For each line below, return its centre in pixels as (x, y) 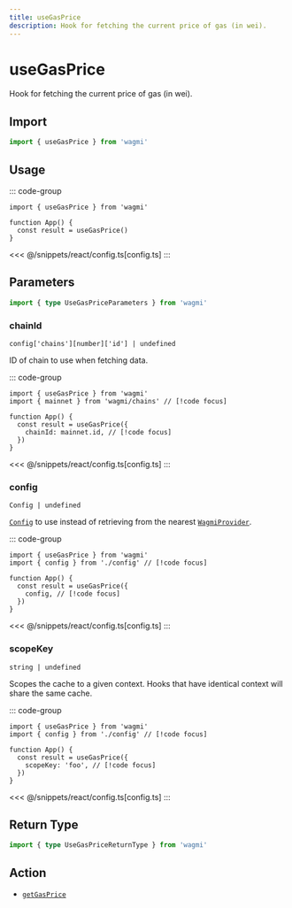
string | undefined (45, 667)
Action (28, 873)
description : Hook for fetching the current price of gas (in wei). (138, 26)
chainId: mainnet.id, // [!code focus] (99, 432)
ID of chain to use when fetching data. (79, 360)
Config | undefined (45, 505)
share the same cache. (51, 693)
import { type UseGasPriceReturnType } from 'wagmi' (108, 845)
